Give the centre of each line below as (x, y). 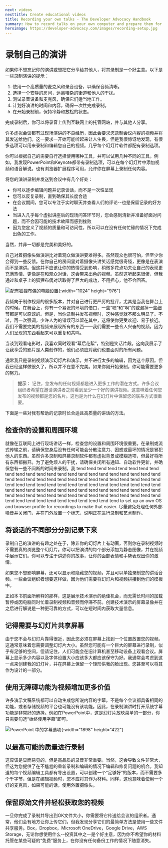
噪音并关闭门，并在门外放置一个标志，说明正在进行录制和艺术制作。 (75, 513)
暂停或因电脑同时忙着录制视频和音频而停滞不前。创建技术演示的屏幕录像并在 (84, 602)
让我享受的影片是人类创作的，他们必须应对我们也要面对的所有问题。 (75, 350)
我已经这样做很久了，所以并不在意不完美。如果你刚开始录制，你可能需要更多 (84, 367)
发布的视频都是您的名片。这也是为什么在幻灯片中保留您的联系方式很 (87, 396)
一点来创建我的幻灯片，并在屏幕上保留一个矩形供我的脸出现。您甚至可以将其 (84, 664)
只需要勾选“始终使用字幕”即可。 (38, 719)
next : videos (19, 10)
